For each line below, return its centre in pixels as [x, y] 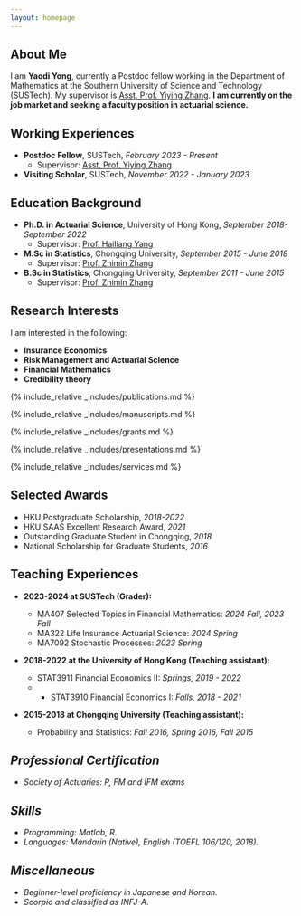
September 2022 [55, 234]
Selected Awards [59, 496]
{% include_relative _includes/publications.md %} [103, 396]
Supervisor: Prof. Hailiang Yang [95, 244]
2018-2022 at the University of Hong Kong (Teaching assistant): [146, 660]
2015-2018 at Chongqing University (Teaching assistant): [134, 714]
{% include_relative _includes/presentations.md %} [106, 449]
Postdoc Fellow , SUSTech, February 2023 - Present [120, 156]
